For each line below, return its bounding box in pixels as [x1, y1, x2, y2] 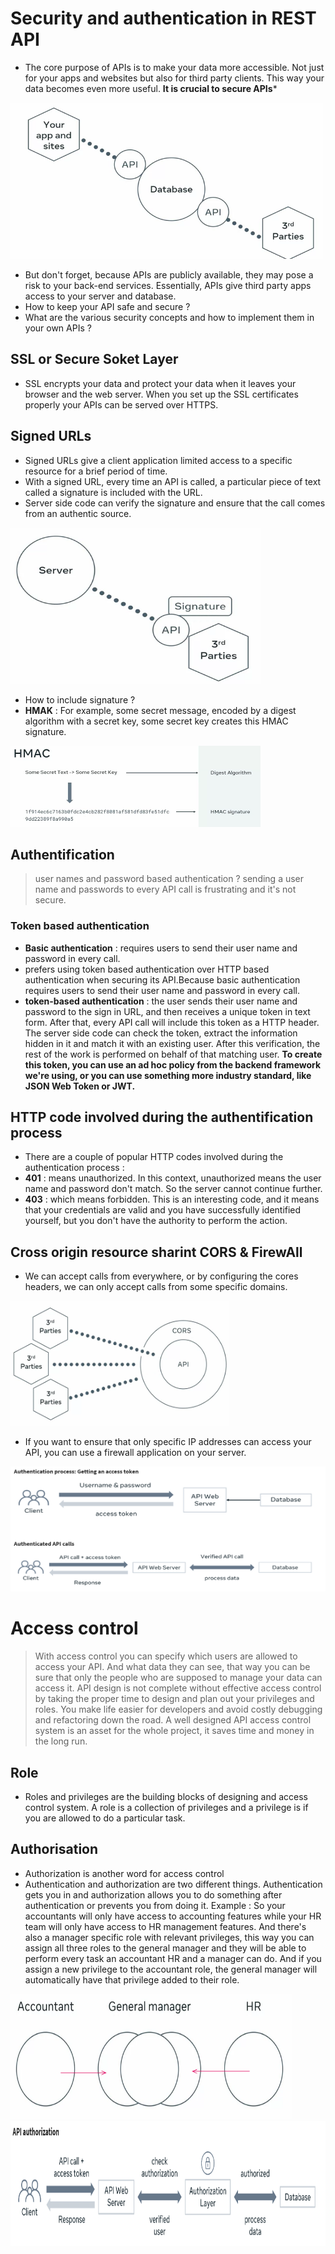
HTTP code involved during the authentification [10, 1109, 314, 1126]
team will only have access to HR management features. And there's [24, 1920, 307, 1932]
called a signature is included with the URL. [24, 486, 203, 498]
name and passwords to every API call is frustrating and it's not [34, 883, 297, 896]
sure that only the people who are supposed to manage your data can [34, 1672, 323, 1684]
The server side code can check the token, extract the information [24, 1027, 298, 1039]
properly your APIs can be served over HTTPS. [24, 398, 219, 411]
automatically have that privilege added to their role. [24, 1973, 240, 1986]
